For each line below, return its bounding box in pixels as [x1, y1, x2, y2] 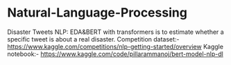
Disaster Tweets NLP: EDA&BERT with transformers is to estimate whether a [7, 28, 224, 36]
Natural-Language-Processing [7, 5, 187, 21]
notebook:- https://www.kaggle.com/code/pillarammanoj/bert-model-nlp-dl [7, 50, 223, 58]
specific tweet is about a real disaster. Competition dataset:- [7, 35, 180, 43]
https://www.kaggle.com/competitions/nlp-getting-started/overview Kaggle [7, 42, 224, 50]
